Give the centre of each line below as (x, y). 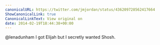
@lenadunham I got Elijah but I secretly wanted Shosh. (60, 37)
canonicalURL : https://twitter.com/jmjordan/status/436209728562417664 (80, 10)
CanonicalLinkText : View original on (44, 19)
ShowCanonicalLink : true (31, 14)
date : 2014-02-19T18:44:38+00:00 (39, 23)
